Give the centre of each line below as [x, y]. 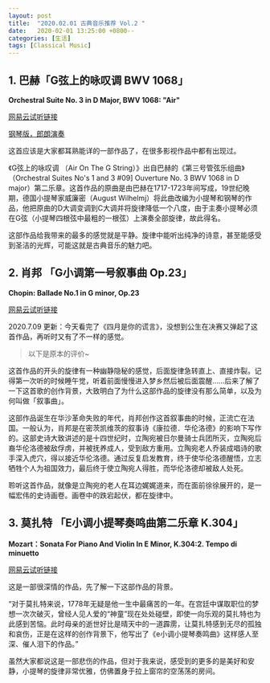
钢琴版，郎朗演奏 [37, 133]
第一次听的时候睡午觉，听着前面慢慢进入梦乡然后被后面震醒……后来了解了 [137, 380]
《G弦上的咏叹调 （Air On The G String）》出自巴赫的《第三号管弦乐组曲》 [127, 168]
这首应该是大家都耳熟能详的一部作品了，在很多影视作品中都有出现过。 [125, 150]
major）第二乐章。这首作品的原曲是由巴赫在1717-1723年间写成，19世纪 [126, 188]
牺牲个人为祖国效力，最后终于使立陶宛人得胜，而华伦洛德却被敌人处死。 [128, 468]
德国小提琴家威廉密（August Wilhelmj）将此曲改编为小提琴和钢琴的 [133, 198]
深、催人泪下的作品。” [43, 644]
